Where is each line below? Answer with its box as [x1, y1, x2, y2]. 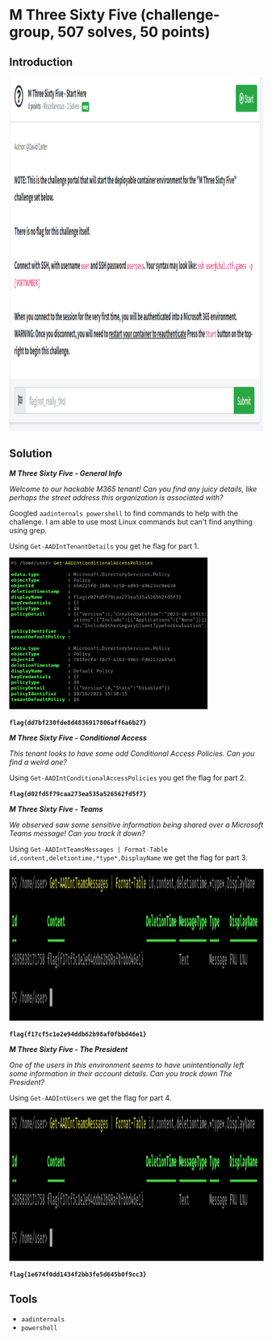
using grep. [9, 525, 48, 535]
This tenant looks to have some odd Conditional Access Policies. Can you [9, 748, 255, 758]
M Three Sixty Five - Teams [9, 804, 103, 814]
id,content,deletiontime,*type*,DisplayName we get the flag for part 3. [9, 852, 249, 863]
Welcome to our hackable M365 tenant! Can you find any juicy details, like [9, 484, 257, 494]
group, [9, 23, 55, 41]
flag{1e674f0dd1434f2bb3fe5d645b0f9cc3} [9, 1270, 148, 1279]
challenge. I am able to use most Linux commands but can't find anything [9, 516, 253, 527]
